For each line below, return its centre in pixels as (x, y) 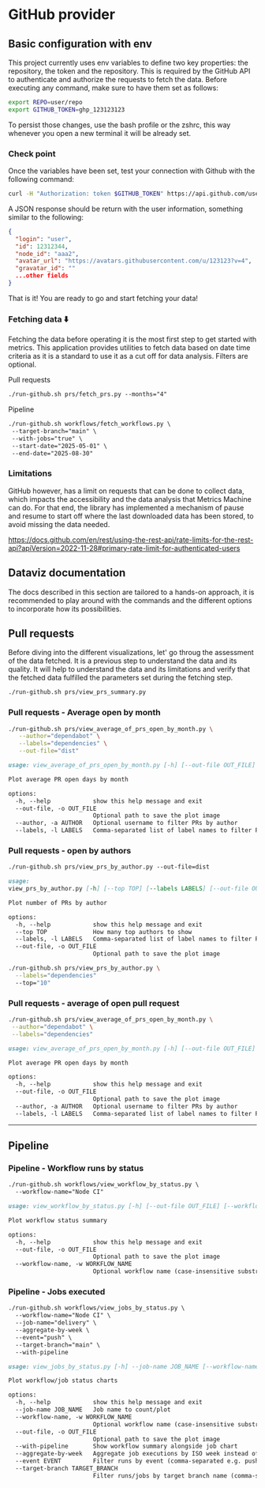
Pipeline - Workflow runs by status (76, 1168)
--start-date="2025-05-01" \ (60, 446)
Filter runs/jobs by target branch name (160, 1475)
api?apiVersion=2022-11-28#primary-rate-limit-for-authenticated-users (124, 548)
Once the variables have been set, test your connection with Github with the (132, 171)
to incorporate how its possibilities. (65, 608)
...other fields (42, 276)
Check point (32, 153)
